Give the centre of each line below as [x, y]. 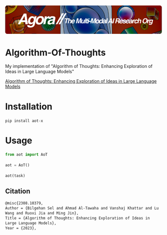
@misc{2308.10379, [24, 203]
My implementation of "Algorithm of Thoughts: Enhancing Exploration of [79, 66]
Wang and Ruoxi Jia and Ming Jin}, [42, 213]
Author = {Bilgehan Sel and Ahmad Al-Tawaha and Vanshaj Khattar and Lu [82, 208]
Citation [18, 191]
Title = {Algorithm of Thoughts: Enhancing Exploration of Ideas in [78, 218]
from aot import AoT [27, 155]
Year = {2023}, [21, 228]
